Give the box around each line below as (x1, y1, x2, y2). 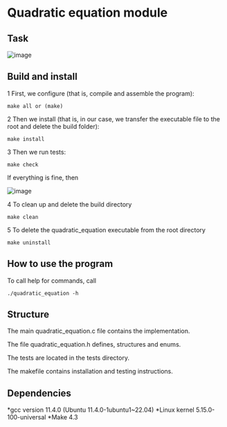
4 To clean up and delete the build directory (7, 200, 132, 209)
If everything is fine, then (7, 173, 79, 182)
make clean (7, 214, 39, 220)
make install (7, 135, 45, 143)
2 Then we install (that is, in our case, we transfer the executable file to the (7, 114, 220, 123)
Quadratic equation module (7, 5, 168, 21)
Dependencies (7, 387, 71, 399)
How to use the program (7, 258, 113, 270)
